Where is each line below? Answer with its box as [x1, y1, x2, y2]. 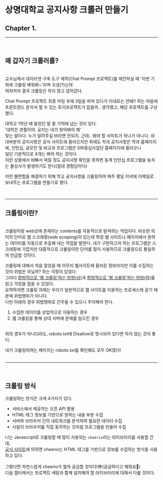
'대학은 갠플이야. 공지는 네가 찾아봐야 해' [5, 127, 81, 132]
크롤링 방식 [5, 382, 36, 390]
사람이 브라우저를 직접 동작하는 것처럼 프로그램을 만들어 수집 [12, 424, 127, 430]
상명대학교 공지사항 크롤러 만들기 [5, 4, 129, 16]
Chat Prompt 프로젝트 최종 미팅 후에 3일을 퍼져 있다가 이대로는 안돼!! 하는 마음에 [5, 98, 158, 104]
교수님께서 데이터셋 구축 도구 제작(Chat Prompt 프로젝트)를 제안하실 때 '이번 [5, 76, 150, 82]
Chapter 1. [5, 24, 37, 32]
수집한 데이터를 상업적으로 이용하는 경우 [12, 309, 88, 315]
